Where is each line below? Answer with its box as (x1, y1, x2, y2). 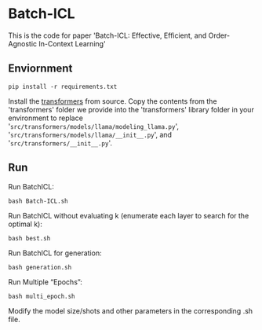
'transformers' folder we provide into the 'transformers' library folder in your (8, 104, 255, 114)
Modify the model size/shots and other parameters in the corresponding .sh (8, 306, 253, 315)
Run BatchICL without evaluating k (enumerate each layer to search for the (8, 211, 249, 220)
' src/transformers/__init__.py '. (8, 138, 112, 148)
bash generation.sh (8, 263, 72, 271)
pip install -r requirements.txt (8, 82, 118, 90)
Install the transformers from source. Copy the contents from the (8, 96, 217, 106)
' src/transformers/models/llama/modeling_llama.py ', (8, 121, 179, 130)
